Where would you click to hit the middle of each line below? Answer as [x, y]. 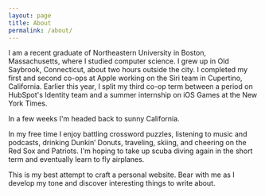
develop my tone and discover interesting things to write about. [112, 183]
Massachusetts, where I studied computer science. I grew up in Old [119, 61]
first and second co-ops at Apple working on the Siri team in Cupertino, [125, 78]
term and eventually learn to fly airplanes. [76, 159]
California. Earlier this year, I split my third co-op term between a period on [131, 86]
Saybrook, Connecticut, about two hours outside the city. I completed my [128, 70]
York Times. [28, 103]
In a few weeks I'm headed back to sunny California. [94, 119]
